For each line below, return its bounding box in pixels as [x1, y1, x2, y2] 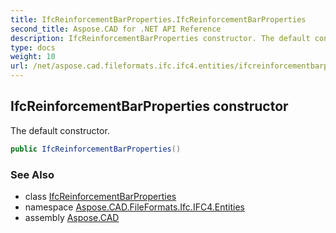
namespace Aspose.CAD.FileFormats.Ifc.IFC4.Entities [24, 201, 245, 213]
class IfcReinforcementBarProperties [24, 190, 177, 202]
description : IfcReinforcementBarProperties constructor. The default [10, 33, 311, 43]
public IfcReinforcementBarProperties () [10, 144, 182, 154]
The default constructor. [10, 124, 110, 136]
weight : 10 [10, 52, 56, 62]
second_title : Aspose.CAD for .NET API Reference [10, 24, 222, 34]
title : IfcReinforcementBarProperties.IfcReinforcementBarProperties [10, 14, 307, 25]
